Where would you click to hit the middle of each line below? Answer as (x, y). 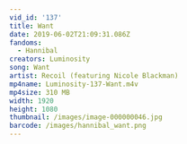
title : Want (31, 26)
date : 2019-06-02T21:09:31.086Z (70, 34)
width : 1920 (31, 101)
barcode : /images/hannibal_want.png (78, 126)
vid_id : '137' (36, 17)
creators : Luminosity (50, 59)
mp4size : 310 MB (40, 92)
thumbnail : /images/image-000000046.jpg (86, 117)
